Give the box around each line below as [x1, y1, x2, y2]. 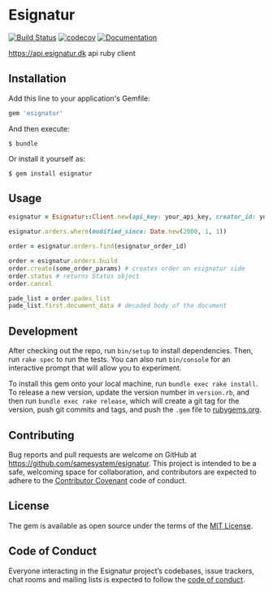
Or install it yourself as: [8, 153, 85, 163]
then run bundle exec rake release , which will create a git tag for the [8, 396, 240, 406]
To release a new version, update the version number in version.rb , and [8, 387, 250, 397]
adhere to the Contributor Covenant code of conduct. [8, 475, 187, 485]
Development [8, 324, 79, 338]
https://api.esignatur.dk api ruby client [8, 48, 136, 58]
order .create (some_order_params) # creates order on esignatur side [8, 264, 245, 273]
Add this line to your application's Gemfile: [8, 93, 150, 103]
